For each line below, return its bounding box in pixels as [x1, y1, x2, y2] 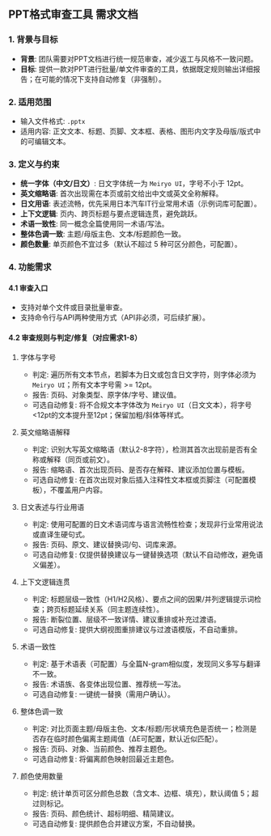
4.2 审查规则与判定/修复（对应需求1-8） [8, 333, 142, 342]
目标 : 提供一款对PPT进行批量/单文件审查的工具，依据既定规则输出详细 [19, 64, 253, 74]
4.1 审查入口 [8, 282, 49, 293]
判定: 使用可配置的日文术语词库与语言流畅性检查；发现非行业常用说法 [32, 519, 264, 528]
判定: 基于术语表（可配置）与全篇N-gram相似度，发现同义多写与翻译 [32, 659, 261, 668]
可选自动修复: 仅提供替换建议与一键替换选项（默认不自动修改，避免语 [32, 550, 264, 559]
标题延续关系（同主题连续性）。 [60, 604, 164, 613]
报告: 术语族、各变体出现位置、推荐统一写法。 [32, 679, 186, 689]
